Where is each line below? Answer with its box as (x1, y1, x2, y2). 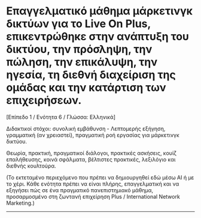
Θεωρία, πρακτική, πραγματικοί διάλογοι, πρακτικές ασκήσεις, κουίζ (6, 149, 176, 157)
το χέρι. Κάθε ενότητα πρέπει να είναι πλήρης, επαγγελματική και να (6, 180, 179, 187)
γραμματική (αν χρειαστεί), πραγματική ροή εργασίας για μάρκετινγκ (6, 131, 179, 139)
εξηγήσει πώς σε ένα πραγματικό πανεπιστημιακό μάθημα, (6, 186, 154, 193)
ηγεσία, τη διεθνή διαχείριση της (6, 68, 176, 82)
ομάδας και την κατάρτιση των (6, 81, 166, 94)
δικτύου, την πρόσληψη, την (6, 43, 153, 56)
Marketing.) (6, 199, 35, 207)
